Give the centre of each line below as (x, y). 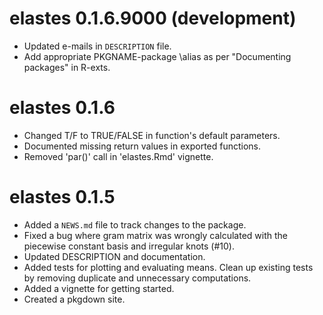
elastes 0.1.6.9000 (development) (153, 18)
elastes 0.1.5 (62, 197)
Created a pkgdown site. (74, 299)
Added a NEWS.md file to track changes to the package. (135, 224)
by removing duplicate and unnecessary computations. (137, 278)
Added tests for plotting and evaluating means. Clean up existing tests (168, 267)
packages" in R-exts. (67, 67)
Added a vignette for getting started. (99, 288)
